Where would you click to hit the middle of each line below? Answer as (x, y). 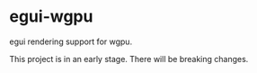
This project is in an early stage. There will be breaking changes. (129, 59)
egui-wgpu (51, 17)
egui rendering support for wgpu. (71, 41)
